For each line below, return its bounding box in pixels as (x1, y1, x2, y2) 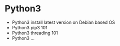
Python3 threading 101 (11, 30, 58, 36)
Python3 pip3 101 (11, 24, 48, 30)
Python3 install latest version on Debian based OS (11, 19, 115, 25)
